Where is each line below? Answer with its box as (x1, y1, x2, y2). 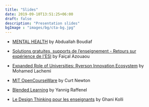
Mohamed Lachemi (12, 68, 51, 74)
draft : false (5, 16, 32, 21)
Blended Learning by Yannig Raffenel (12, 87, 87, 93)
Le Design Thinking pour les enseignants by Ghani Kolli (12, 96, 124, 103)
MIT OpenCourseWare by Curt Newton (12, 78, 91, 84)
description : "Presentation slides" (5, 21, 80, 26)
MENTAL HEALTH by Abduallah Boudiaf (12, 39, 92, 44)
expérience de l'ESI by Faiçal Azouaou (12, 53, 90, 59)
